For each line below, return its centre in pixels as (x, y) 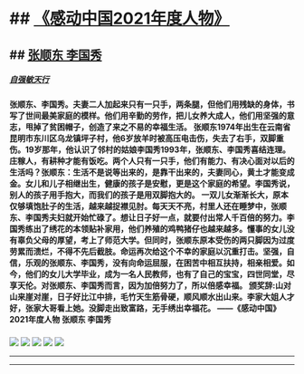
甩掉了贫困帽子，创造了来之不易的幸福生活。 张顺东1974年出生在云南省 (158, 127)
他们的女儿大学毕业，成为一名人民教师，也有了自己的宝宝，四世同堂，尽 (160, 273)
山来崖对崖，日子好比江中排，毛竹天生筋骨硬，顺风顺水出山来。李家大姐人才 (152, 296)
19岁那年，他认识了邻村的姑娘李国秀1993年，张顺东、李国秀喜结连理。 (158, 149)
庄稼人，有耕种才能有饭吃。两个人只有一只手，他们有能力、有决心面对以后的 (152, 160)
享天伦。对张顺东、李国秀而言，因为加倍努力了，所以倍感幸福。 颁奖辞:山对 (150, 285)
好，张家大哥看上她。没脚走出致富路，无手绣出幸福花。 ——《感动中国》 (145, 308)
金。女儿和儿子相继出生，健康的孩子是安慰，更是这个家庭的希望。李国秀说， (152, 183)
